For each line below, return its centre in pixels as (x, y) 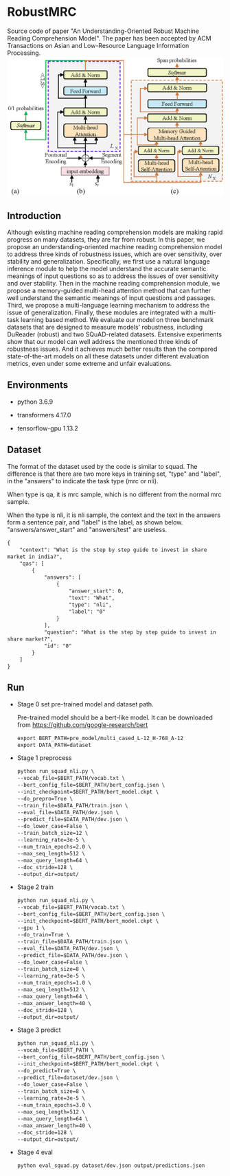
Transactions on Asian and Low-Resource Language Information (98, 45)
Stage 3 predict (39, 1030)
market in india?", (35, 557)
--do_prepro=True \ (45, 798)
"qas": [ (32, 564)
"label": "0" (87, 612)
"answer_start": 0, (96, 591)
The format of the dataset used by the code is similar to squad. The (102, 466)
